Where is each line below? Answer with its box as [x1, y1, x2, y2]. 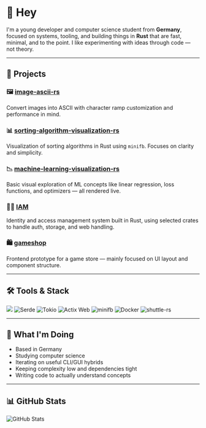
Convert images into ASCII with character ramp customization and [6, 104, 174, 111]
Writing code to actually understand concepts [15, 372, 131, 379]
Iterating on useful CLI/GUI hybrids [15, 359, 104, 366]
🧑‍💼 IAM [6, 202, 29, 211]
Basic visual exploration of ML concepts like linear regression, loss [6, 181, 175, 188]
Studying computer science [15, 352, 86, 359]
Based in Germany [15, 346, 63, 353]
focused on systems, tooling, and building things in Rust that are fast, [6, 32, 182, 39]
